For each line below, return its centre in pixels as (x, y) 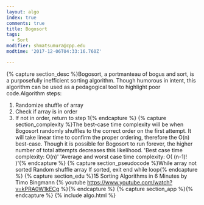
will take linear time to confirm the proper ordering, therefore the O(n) (102, 137)
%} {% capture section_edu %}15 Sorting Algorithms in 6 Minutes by (101, 176)
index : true (21, 18)
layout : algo (23, 12)
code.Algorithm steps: (34, 93)
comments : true (26, 23)
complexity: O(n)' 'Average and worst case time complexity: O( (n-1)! (101, 156)
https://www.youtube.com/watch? (130, 182)
